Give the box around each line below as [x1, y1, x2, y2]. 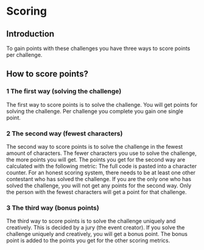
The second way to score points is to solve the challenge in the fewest [6, 143, 183, 150]
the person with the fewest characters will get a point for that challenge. [6, 188, 187, 196]
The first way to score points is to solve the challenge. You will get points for [6, 101, 198, 108]
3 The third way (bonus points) [6, 203, 99, 212]
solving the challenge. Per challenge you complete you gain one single [6, 107, 184, 115]
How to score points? [6, 69, 88, 79]
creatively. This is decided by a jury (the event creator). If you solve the [6, 224, 185, 231]
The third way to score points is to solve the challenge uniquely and [6, 218, 176, 225]
